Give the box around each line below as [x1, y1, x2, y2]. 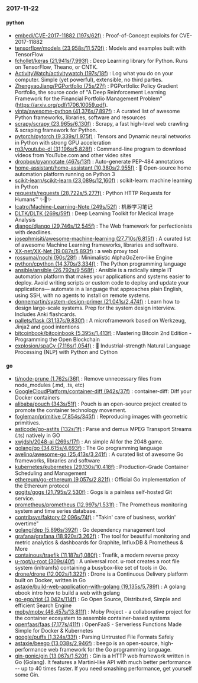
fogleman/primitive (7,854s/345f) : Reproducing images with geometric [14, 413, 188, 420]
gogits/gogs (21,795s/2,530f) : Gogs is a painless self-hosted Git [14, 489, 173, 496]
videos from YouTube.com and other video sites [14, 152, 132, 159]
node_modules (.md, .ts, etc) [14, 381, 85, 389]
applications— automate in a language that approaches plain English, [14, 286, 183, 293]
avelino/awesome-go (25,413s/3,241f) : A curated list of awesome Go [14, 451, 184, 458]
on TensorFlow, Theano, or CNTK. [14, 63, 98, 71]
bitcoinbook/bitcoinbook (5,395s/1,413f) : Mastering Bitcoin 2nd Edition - [14, 330, 192, 337]
